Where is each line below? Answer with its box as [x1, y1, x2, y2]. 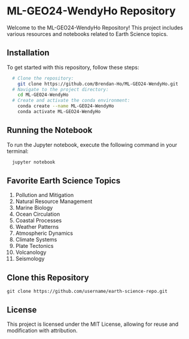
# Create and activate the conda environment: [12, 98, 130, 104]
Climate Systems [15, 236, 57, 243]
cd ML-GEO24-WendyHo [17, 92, 69, 98]
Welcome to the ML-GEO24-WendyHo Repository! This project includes [7, 24, 183, 31]
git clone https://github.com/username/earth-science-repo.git [7, 289, 168, 295]
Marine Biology [15, 204, 53, 211]
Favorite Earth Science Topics [7, 175, 121, 186]
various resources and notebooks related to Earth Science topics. [7, 30, 168, 37]
